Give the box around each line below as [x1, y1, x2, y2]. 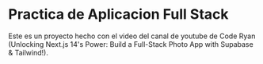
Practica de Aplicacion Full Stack [8, 5, 229, 23]
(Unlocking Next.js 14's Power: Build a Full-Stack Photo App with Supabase [8, 39, 253, 48]
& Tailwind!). [8, 48, 49, 57]
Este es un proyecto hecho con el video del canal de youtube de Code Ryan [8, 31, 256, 41]
